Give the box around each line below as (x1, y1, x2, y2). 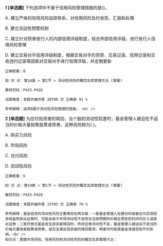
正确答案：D (5, 174, 26, 178)
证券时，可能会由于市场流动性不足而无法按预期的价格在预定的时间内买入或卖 (26, 216, 157, 221)
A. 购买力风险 (5, 132, 32, 138)
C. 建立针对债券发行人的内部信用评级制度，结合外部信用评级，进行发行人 (5, 36, 152, 41)
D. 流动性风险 (5, 163, 32, 169)
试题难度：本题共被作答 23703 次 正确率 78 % (5, 202, 88, 207)
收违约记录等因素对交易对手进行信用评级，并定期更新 (5, 58, 112, 64)
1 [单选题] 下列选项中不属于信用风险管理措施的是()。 (5, 5, 109, 10)
